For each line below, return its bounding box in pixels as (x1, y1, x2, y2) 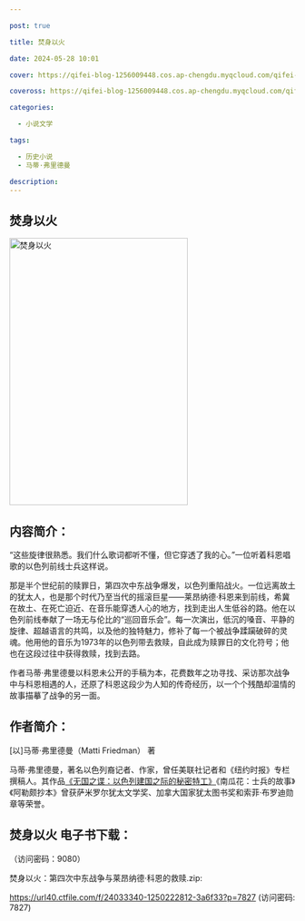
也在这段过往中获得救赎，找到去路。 (9, 648, 145, 659)
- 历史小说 (17, 152, 54, 162)
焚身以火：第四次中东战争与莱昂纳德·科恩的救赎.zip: (9, 872, 202, 883)
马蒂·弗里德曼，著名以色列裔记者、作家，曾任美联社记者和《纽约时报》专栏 (9, 764, 290, 775)
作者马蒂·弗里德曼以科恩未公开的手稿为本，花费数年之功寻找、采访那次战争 (9, 668, 290, 678)
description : (9, 177, 59, 186)
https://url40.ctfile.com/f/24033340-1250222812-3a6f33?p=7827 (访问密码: (9, 891, 296, 903)
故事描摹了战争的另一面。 (9, 691, 105, 701)
